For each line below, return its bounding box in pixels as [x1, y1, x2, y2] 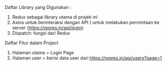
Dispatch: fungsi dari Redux [12, 30, 71, 36]
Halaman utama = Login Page [12, 50, 74, 55]
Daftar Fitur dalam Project [5, 40, 59, 46]
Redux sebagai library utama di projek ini [12, 14, 97, 20]
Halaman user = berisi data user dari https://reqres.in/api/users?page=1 [12, 55, 162, 61]
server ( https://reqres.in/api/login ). [12, 25, 85, 31]
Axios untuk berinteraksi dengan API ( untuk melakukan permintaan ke [12, 20, 159, 25]
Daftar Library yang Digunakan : [5, 5, 72, 10]
